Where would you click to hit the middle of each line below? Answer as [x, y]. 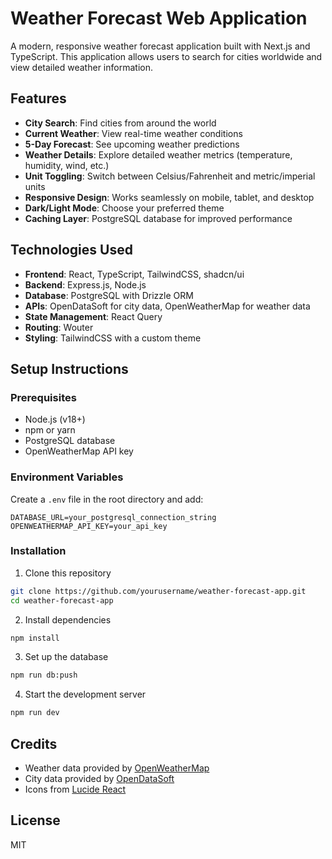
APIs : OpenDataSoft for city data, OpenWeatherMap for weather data [167, 306]
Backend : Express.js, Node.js [85, 284]
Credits [34, 743]
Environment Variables [67, 477]
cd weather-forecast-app [62, 600]
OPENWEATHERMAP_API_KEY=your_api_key [89, 526]
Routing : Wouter [59, 327]
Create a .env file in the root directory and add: [107, 499]
